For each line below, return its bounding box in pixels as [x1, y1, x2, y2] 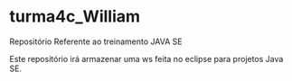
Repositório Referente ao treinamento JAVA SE [9, 36, 183, 47]
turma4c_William [9, 6, 141, 27]
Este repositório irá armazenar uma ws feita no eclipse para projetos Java [9, 53, 284, 64]
